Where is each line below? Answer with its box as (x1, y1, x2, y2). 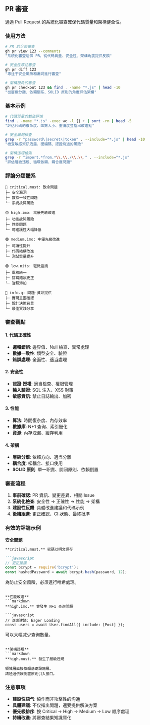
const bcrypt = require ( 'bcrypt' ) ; (5, 565, 79, 570)
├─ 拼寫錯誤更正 (5, 275, 34, 281)
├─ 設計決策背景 (5, 301, 34, 306)
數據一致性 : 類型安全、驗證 (12, 350, 67, 356)
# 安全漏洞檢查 (5, 132, 32, 137)
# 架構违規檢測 (5, 151, 32, 156)
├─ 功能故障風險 (5, 217, 34, 222)
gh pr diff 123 (5, 67, 37, 72)
